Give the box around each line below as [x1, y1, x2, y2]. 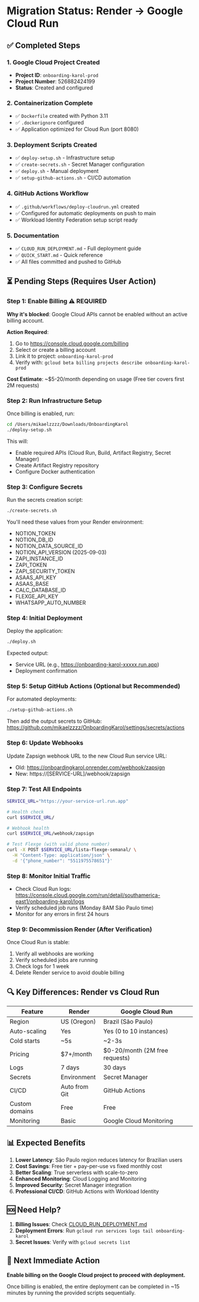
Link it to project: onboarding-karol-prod [15, 352, 114, 360]
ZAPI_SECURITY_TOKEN [15, 567, 76, 575]
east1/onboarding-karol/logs [15, 898, 84, 905]
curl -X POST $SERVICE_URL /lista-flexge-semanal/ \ [6, 847, 136, 853]
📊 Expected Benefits [6, 1137, 86, 1147]
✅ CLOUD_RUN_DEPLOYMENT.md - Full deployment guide [15, 245, 142, 252]
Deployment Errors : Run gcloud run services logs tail [15, 1227, 154, 1234]
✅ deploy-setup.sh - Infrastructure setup [15, 154, 115, 161]
